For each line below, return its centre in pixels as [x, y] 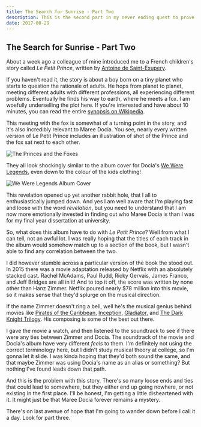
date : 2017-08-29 [28, 23]
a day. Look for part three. [38, 418]
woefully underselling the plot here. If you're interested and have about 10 [97, 105]
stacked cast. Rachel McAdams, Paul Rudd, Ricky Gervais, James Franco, [97, 276]
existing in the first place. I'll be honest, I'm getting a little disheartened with [100, 393]
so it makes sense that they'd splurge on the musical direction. [83, 295]
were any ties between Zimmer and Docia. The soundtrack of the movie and [100, 337]
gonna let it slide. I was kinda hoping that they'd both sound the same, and [98, 356]
